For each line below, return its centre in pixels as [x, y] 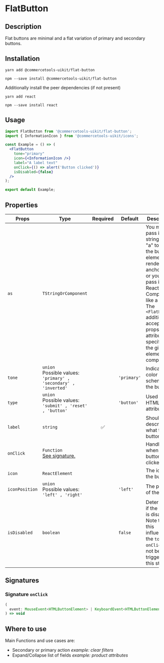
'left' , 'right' [62, 495]
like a [152, 300]
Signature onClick [26, 595]
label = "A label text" [36, 163]
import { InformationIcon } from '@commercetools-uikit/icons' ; [72, 136]
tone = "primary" [29, 154]
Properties [21, 205]
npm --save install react [31, 105]
